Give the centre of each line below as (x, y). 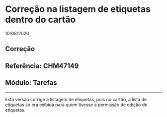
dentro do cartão (41, 20)
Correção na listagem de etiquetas (78, 9)
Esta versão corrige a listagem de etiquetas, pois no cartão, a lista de (76, 99)
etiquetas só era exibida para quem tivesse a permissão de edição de (76, 105)
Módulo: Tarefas (31, 83)
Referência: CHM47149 (42, 66)
